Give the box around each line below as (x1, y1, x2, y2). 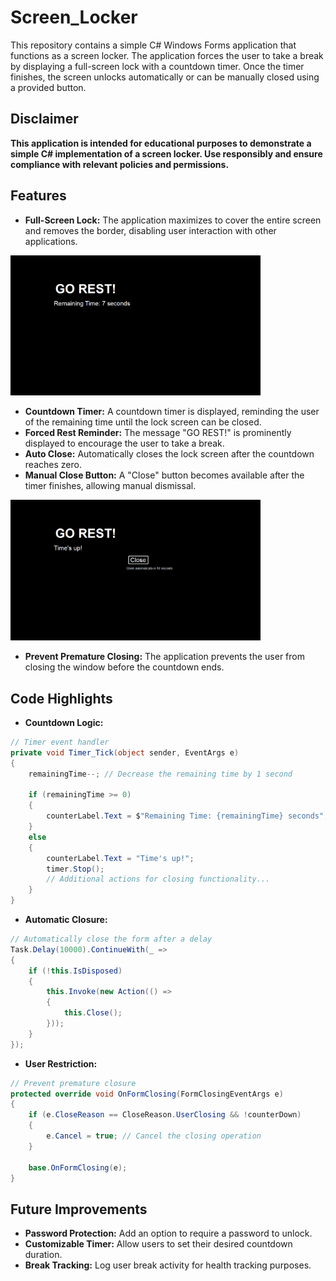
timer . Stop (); (46, 864, 105, 874)
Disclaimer (10, 111, 79, 128)
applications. (24, 235, 78, 247)
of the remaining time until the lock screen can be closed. (24, 416, 262, 428)
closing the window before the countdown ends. (24, 661, 225, 673)
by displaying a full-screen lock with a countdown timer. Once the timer (10, 60, 305, 72)
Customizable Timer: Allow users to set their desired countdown (24, 1238, 293, 1250)
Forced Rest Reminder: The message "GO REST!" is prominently (24, 427, 292, 439)
